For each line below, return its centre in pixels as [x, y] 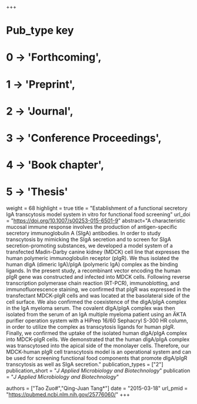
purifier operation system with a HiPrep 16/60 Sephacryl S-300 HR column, [97, 320]
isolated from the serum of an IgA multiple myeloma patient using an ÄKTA [96, 315]
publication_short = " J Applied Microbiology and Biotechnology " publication [98, 370]
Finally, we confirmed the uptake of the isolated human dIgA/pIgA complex [97, 333]
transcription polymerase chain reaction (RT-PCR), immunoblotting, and [93, 283]
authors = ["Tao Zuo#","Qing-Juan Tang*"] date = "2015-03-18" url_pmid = [97, 388]
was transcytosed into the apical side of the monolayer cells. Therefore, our [98, 346]
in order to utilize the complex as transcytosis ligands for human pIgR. [91, 327]
